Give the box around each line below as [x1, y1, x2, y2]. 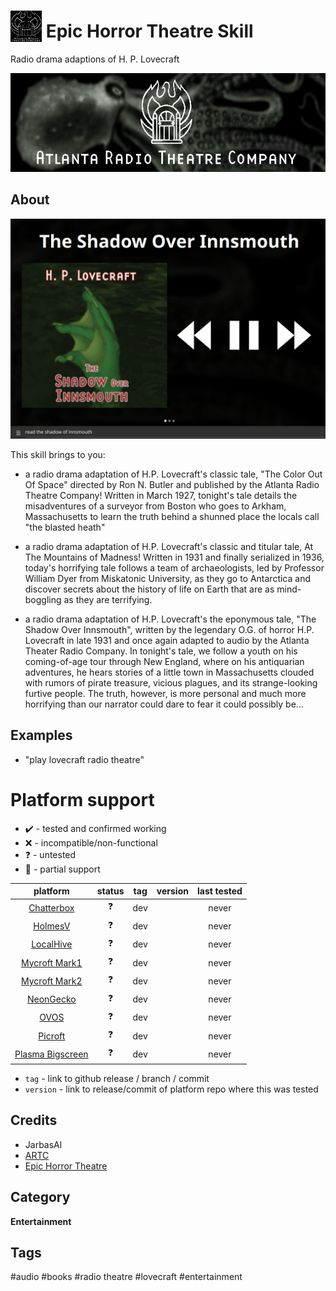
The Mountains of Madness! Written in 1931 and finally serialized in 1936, [24, 551, 325, 563]
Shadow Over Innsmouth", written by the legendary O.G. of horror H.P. [24, 623, 315, 635]
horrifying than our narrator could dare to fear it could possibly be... [24, 698, 304, 710]
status [96, 885, 125, 897]
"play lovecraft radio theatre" [24, 753, 145, 765]
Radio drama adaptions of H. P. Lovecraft [10, 53, 180, 65]
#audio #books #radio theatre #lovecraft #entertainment [10, 1271, 243, 1283]
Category [10, 1189, 71, 1206]
